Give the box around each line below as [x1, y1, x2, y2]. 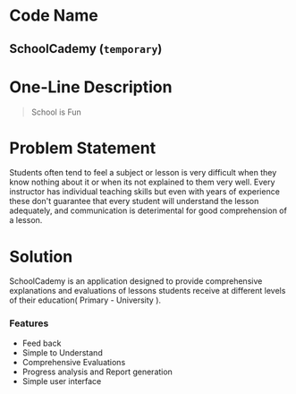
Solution [9, 246, 73, 267]
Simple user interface [21, 375, 102, 386]
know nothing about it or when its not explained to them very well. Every [9, 176, 275, 188]
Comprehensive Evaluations [21, 356, 126, 367]
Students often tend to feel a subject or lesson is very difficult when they [9, 167, 277, 178]
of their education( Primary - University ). [9, 295, 162, 305]
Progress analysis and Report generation [21, 366, 173, 377]
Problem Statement [9, 138, 156, 158]
